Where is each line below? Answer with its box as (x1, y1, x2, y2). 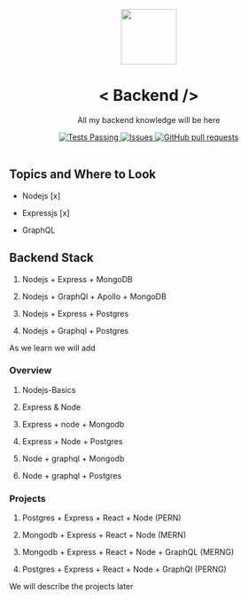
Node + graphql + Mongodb (21, 453, 125, 464)
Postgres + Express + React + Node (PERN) (21, 512, 182, 523)
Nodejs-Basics (21, 384, 76, 395)
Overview (9, 365, 52, 377)
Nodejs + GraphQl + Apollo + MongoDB (21, 291, 167, 302)
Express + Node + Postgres (21, 435, 123, 446)
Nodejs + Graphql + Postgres (21, 325, 129, 335)
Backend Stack (9, 250, 95, 265)
